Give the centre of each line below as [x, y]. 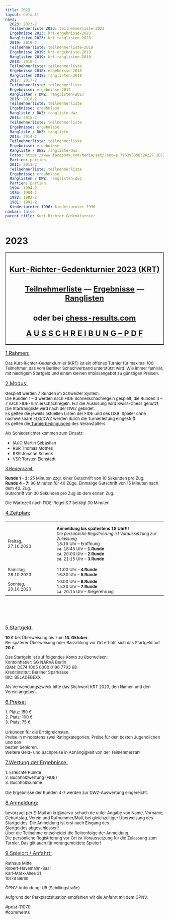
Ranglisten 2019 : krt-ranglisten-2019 [51, 57]
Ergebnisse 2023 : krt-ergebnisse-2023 [51, 33]
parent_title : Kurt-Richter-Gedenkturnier [50, 216]
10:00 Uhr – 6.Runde [77, 582]
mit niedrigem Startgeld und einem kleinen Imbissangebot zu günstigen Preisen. [82, 373]
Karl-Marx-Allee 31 [23, 873]
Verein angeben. [21, 692]
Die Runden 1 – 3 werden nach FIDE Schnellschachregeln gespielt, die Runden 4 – [84, 398]
